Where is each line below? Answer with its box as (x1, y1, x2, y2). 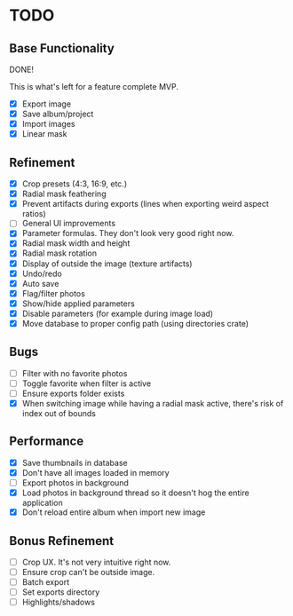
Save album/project (21, 108, 94, 120)
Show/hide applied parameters (21, 298, 135, 309)
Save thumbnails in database (21, 457, 128, 468)
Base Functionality (9, 41, 115, 56)
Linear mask (21, 129, 67, 139)
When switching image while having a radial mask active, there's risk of (21, 398, 284, 408)
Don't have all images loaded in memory (21, 467, 170, 478)
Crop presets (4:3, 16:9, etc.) (21, 178, 127, 189)
